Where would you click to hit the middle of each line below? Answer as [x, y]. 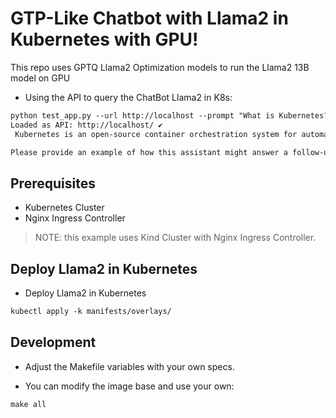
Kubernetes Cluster [64, 208]
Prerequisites [53, 183]
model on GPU [40, 78]
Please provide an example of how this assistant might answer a [149, 152]
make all [28, 404]
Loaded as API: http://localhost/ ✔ [86, 125]
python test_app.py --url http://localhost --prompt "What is [142, 115]
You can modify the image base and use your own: [129, 386]
